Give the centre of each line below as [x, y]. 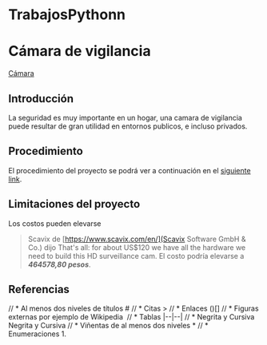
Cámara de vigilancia [80, 52]
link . [15, 179]
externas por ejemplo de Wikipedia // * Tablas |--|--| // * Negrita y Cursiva [132, 317]
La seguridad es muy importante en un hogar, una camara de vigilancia [125, 117]
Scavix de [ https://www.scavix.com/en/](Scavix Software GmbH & [137, 239]
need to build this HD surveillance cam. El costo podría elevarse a [136, 256]
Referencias [39, 289]
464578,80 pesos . [59, 264]
